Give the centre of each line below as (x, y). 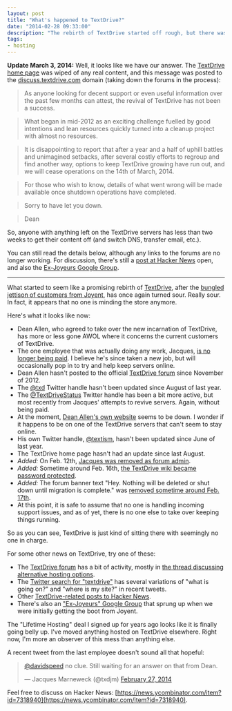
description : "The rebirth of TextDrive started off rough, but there (111, 33)
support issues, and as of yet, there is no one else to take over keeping (118, 512)
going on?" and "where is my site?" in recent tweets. (92, 589)
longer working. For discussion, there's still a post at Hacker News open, (110, 260)
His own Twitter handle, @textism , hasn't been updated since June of (116, 439)
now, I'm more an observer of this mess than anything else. (91, 639)
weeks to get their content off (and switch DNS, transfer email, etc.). (104, 240)
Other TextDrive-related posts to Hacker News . (84, 596)
